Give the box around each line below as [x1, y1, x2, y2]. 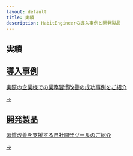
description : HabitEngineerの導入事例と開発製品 [6, 20, 121, 26]
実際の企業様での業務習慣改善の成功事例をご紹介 [6, 83, 127, 90]
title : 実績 [6, 14, 34, 20]
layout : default [6, 8, 47, 15]
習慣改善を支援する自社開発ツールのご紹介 [6, 131, 111, 139]
